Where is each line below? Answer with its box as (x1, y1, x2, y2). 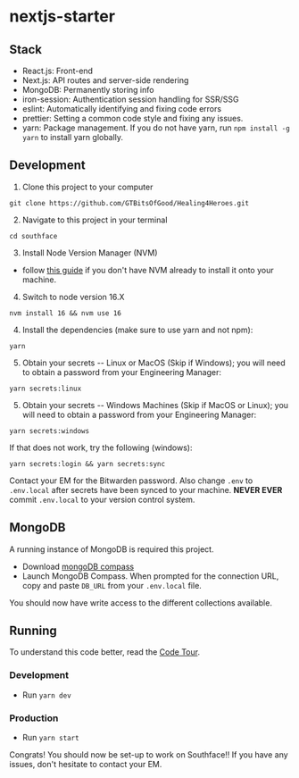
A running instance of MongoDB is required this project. (9, 543, 214, 555)
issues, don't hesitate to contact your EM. (9, 759, 162, 770)
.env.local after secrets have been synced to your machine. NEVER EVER (9, 484, 283, 495)
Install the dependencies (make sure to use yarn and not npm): (21, 324, 253, 335)
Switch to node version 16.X (21, 291, 125, 302)
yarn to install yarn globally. (21, 132, 123, 142)
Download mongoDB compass (21, 561, 135, 572)
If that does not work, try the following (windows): (9, 442, 193, 453)
